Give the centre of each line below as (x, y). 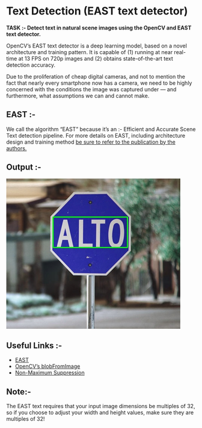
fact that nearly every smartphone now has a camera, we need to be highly (99, 83)
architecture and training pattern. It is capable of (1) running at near (90, 52)
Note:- (19, 392)
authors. (17, 148)
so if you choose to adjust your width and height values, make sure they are (100, 412)
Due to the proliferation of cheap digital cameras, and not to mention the (96, 76)
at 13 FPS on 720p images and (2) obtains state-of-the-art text (96, 58)
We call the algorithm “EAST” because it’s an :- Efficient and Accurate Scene (101, 129)
